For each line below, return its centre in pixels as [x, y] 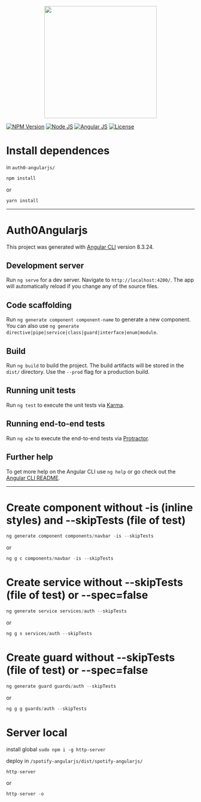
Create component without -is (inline [100, 507]
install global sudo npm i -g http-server [56, 749]
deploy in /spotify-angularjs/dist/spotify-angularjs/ [74, 761]
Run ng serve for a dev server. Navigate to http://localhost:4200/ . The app [100, 280]
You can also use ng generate [43, 326]
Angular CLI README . [33, 478]
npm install [21, 178]
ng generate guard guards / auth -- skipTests [61, 686]
